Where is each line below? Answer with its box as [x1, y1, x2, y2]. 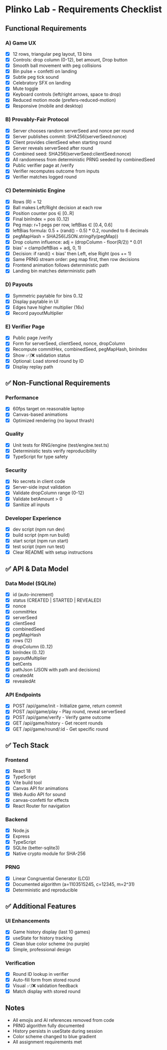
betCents [12, 661, 32, 667]
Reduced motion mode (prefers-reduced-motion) [12, 97, 116, 103]
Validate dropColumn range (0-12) [12, 490, 85, 496]
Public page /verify [12, 335, 53, 341]
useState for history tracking [12, 935, 73, 941]
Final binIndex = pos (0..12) [12, 216, 70, 222]
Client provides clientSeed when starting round [12, 139, 112, 145]
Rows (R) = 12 [12, 199, 42, 205]
